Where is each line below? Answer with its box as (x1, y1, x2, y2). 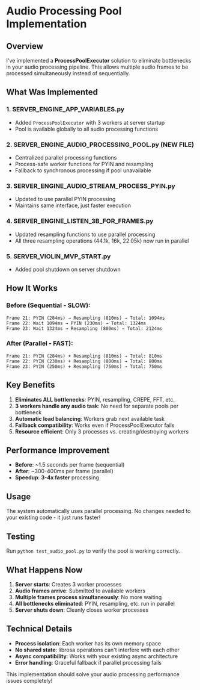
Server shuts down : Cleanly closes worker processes (14, 606, 149, 614)
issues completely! (6, 677, 53, 684)
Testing (6, 531, 35, 541)
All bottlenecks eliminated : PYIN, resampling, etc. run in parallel (14, 600, 175, 607)
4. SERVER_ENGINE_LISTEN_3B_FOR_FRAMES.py (6, 217, 154, 225)
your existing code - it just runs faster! (6, 514, 101, 521)
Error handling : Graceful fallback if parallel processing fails (14, 659, 162, 666)
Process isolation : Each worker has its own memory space (14, 639, 161, 647)
